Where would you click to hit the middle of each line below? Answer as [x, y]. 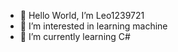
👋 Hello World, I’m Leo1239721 [82, 15]
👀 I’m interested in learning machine [93, 26]
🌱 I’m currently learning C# [75, 36]
